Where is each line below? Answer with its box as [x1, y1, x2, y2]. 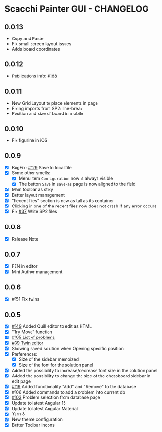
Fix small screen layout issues [11, 41, 72, 47]
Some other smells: [11, 170, 50, 176]
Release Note [11, 236, 39, 242]
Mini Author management [11, 269, 63, 275]
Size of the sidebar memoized [18, 357, 79, 362]
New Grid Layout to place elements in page [11, 100, 98, 106]
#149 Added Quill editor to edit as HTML [11, 323, 92, 329]
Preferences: [11, 351, 37, 357]
